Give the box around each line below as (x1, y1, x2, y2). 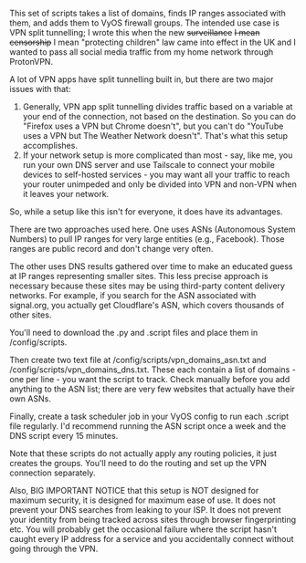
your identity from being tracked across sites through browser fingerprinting (9, 515, 297, 525)
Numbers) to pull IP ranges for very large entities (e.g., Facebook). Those (9, 234, 285, 245)
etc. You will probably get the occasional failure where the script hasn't (9, 524, 277, 535)
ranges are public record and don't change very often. (9, 244, 214, 254)
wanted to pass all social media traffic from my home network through (9, 47, 274, 57)
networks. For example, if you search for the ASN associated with (9, 290, 257, 300)
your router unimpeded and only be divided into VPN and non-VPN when (22, 179, 297, 190)
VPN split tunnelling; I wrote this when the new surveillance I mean (9, 27, 260, 37)
